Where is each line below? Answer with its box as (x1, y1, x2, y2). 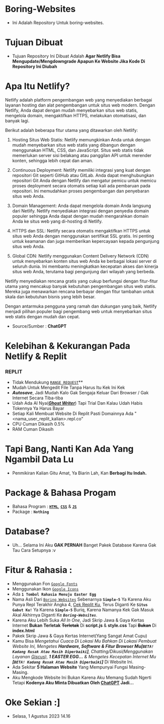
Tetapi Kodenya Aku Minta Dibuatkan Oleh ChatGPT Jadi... (12, 680, 134, 686)
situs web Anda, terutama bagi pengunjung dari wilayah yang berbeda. (12, 268, 155, 274)
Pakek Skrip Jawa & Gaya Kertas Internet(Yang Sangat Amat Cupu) (12, 633, 148, 639)
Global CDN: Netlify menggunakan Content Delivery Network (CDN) (12, 253, 149, 259)
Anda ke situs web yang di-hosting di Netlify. (12, 218, 103, 224)
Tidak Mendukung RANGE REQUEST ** (12, 379, 83, 386)
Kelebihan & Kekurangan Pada (5, 340, 131, 351)
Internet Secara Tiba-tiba (12, 395, 64, 401)
